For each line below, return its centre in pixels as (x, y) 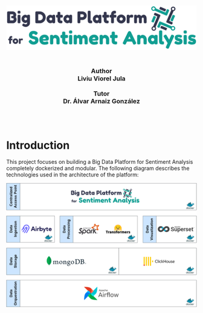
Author (101, 71)
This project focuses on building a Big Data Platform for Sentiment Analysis (100, 162)
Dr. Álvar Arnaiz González (101, 102)
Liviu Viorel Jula (101, 79)
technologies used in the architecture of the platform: (72, 175)
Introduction (38, 145)
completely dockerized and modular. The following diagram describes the (98, 169)
